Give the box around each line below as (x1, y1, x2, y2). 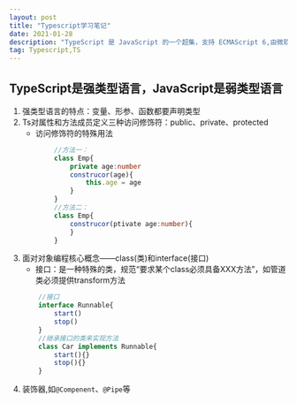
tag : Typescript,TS (9, 46, 81, 55)
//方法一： (54, 145, 88, 155)
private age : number (69, 162, 141, 171)
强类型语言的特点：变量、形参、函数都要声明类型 (21, 105, 201, 116)
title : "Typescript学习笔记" (9, 21, 111, 30)
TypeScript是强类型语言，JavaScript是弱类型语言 (9, 80, 284, 95)
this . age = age (85, 179, 141, 187)
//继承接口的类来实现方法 (38, 333, 119, 343)
